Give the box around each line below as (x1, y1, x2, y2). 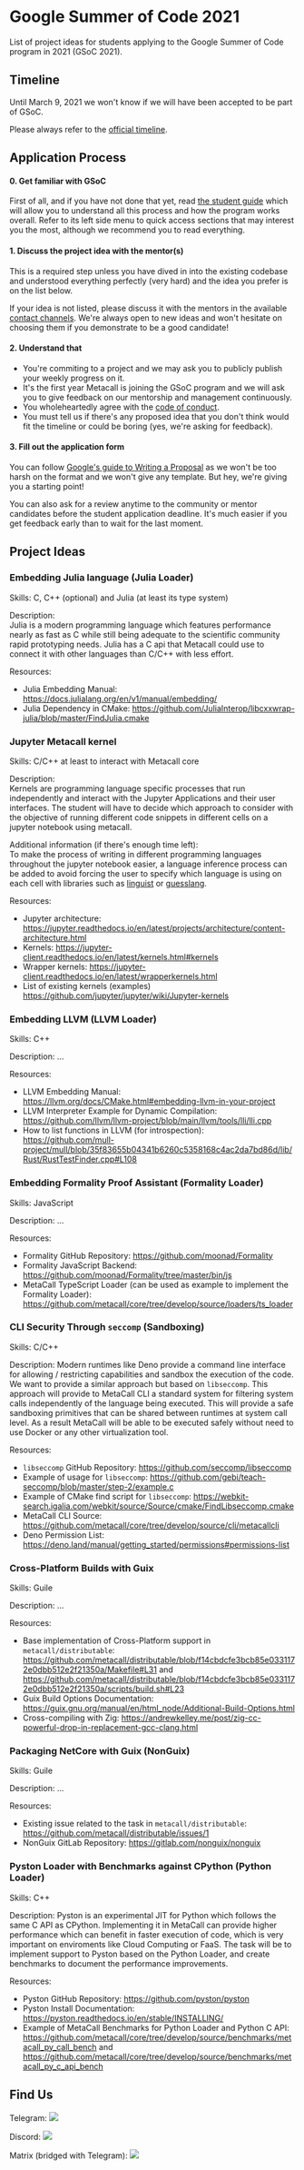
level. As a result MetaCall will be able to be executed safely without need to (9, 1417, 294, 1428)
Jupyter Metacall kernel (9, 735, 117, 748)
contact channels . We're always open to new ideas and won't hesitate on (9, 312, 283, 323)
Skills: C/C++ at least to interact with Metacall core (9, 756, 200, 767)
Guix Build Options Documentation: (22, 1693, 154, 1704)
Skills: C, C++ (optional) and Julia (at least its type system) (9, 592, 229, 603)
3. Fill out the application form (9, 441, 125, 452)
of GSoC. (9, 106, 44, 117)
